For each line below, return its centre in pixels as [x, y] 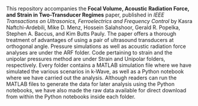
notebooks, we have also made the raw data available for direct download [96, 90]
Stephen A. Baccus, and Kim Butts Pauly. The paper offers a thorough [91, 34]
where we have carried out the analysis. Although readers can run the [91, 78]
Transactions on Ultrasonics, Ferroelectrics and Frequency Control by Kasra [99, 21]
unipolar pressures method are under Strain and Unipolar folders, [86, 59]
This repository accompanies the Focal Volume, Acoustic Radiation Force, [98, 9]
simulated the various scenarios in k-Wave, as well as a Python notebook [95, 71]
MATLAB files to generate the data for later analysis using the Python [90, 84]
